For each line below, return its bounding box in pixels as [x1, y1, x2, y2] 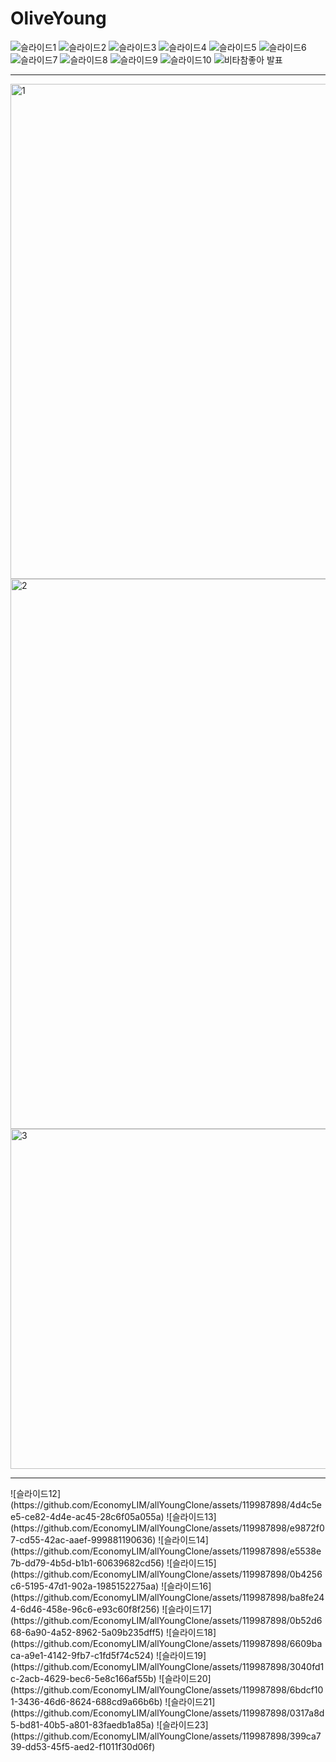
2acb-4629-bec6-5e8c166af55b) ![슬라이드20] [18, 1672, 212, 1684]
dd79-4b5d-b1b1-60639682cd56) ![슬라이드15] [24, 1557, 217, 1569]
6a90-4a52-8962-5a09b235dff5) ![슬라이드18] [24, 1626, 217, 1638]
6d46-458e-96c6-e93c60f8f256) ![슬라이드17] [19, 1603, 212, 1615]
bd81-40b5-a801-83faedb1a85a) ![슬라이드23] [19, 1718, 209, 1731]
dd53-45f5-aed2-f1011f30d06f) [24, 1740, 156, 1752]
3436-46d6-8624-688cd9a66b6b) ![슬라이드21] [17, 1695, 216, 1707]
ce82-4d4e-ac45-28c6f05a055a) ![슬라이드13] [24, 1510, 217, 1522]
